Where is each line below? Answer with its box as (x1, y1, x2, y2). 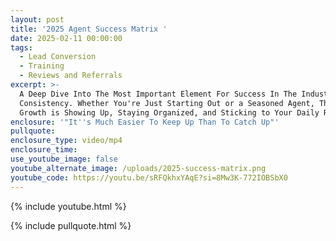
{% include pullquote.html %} (10, 219, 132, 231)
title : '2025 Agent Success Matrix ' (10, 24, 168, 34)
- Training (19, 61, 65, 71)
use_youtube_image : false (10, 154, 118, 164)
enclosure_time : (10, 145, 78, 155)
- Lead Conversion (19, 52, 97, 62)
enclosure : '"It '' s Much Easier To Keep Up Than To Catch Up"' (10, 117, 280, 127)
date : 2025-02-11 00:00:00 (10, 33, 123, 43)
